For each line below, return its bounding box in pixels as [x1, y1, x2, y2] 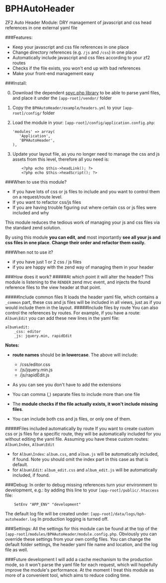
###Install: [5, 80, 27, 86]
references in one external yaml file [5, 24, 78, 30]
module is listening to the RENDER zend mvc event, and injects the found [5, 279, 151, 285]
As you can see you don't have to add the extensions [12, 382, 121, 388]
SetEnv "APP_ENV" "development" [14, 502, 81, 507]
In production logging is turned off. [37, 516, 109, 522]
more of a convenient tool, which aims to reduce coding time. [5, 572, 131, 578]
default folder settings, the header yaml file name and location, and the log [5, 541, 158, 547]
